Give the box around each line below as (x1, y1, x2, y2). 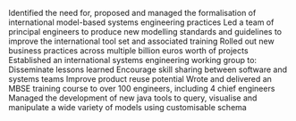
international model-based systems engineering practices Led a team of (8, 17, 275, 28)
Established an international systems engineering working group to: (8, 55, 257, 65)
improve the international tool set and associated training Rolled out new (8, 36, 275, 46)
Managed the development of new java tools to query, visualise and (8, 93, 258, 103)
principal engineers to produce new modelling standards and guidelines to (8, 27, 283, 36)
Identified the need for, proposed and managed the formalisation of (8, 8, 257, 18)
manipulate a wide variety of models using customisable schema (8, 102, 247, 112)
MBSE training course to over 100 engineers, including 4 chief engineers (8, 84, 275, 93)
